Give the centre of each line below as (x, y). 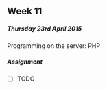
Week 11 (25, 11)
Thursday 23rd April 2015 (45, 28)
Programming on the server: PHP (54, 46)
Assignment (25, 62)
